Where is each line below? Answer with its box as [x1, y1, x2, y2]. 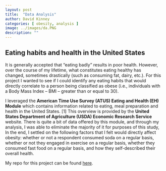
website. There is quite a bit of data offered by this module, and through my [5, 118, 160, 124]
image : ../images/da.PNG [5, 26, 56, 31]
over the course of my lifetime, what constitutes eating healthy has [5, 67, 141, 73]
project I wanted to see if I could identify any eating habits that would [5, 77, 146, 83]
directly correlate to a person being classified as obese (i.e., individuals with [5, 83, 161, 89]
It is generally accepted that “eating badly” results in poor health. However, [5, 61, 159, 67]
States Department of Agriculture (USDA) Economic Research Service [5, 114, 152, 119]
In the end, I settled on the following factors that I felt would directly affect [5, 129, 156, 135]
